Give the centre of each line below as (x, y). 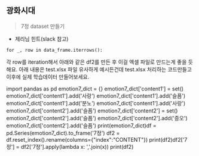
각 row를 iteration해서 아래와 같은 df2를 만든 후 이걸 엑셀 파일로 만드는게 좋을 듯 (99, 62)
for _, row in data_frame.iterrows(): (54, 50)
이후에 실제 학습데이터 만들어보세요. (48, 77)
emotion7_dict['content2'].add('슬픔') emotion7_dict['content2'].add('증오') (97, 118)
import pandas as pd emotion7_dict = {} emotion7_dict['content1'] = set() (95, 89)
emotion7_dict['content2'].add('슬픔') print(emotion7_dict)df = (81, 125)
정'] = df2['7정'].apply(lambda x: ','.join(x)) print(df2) (70, 146)
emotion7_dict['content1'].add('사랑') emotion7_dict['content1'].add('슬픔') (96, 96)
